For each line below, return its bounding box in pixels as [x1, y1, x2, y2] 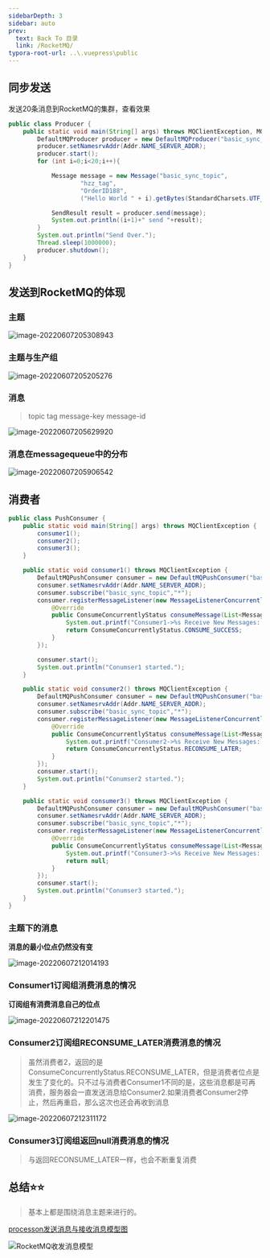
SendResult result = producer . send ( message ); [51, 208, 207, 217]
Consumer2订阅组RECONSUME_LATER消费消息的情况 [8, 1037, 221, 1049]
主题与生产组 [8, 352, 59, 363]
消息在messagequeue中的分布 [8, 448, 129, 460]
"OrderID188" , [80, 187, 128, 195]
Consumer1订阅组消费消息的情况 [8, 980, 137, 991]
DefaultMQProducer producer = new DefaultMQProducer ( [37, 134, 221, 143]
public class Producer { [8, 120, 92, 128]
